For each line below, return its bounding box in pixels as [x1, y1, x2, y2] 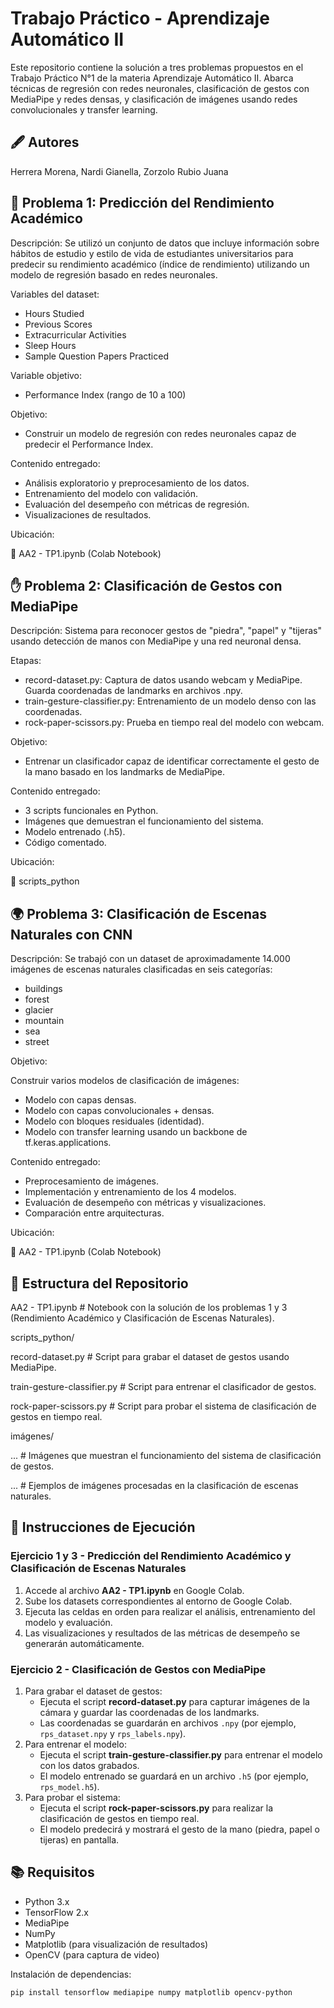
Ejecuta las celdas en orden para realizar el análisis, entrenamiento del [24, 1605, 316, 1617]
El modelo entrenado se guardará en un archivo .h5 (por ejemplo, [39, 1770, 309, 1782]
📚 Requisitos [10, 1864, 95, 1881]
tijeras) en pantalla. [39, 1833, 120, 1846]
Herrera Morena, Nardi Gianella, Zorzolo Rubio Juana [10, 165, 229, 177]
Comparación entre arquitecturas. [24, 1207, 165, 1219]
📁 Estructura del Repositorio [10, 1275, 189, 1292]
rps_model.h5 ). [39, 1780, 100, 1792]
